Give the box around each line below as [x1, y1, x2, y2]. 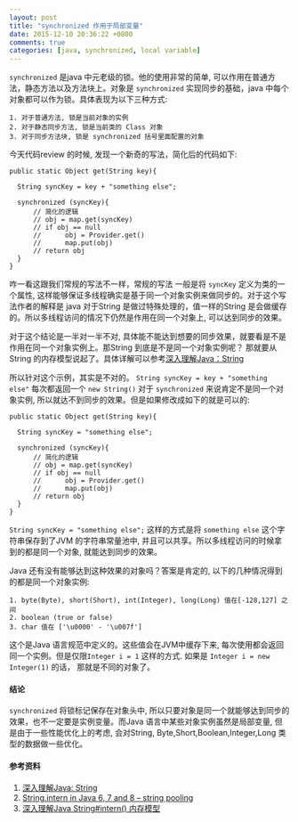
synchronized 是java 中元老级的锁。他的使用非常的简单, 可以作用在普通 [9, 72, 269, 83]
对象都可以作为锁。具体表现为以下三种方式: [9, 94, 168, 105]
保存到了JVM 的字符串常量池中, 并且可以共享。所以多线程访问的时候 [24, 535, 275, 546]
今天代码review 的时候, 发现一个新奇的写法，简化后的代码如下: [9, 149, 238, 160]
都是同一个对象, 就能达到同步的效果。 [24, 547, 162, 557]
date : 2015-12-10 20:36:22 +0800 [9, 29, 133, 38]
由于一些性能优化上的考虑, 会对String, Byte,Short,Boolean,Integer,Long [16, 728, 277, 738]
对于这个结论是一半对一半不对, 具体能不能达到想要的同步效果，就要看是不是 [9, 331, 286, 342]
